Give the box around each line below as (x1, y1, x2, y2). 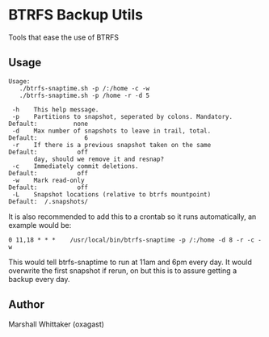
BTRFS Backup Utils (8, 6, 144, 24)
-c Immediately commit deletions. (11, 162, 139, 171)
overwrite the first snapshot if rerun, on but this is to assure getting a (8, 265, 237, 276)
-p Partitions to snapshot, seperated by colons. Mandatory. (11, 112, 233, 120)
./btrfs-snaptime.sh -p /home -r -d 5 (19, 91, 150, 99)
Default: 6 (8, 133, 89, 142)
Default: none (8, 120, 89, 128)
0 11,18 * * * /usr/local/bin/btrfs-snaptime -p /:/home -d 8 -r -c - (8, 236, 263, 244)
